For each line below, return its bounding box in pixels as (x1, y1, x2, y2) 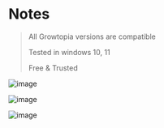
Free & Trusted (28, 62, 79, 73)
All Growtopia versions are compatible (28, 32, 156, 41)
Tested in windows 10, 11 (28, 47, 111, 57)
